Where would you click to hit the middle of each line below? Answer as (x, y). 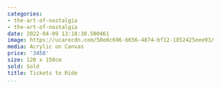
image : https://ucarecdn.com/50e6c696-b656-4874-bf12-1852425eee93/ (111, 40)
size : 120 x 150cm (34, 60)
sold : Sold (23, 66)
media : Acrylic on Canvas (45, 47)
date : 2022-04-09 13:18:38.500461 (59, 34)
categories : (25, 14)
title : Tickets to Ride (43, 73)
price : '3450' (28, 54)
